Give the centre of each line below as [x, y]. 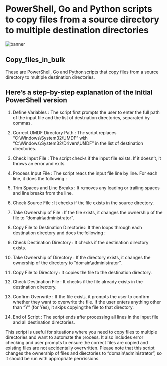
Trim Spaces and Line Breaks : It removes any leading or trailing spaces [86, 188]
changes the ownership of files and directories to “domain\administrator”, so [84, 353]
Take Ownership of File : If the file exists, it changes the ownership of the [87, 212]
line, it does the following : [40, 178]
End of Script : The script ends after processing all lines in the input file [85, 317]
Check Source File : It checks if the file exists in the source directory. [83, 203]
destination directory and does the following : [59, 233]
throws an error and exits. [39, 163]
